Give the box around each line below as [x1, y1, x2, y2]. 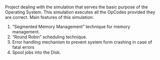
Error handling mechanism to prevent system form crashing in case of [12, 39, 152, 45]
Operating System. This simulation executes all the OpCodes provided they [5, 9, 156, 15]
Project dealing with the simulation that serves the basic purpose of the [5, 4, 148, 10]
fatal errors [12, 45, 35, 50]
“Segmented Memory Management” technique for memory [12, 24, 130, 30]
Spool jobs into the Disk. [12, 49, 61, 55]
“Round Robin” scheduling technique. [12, 34, 88, 40]
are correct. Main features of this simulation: [5, 15, 94, 20]
